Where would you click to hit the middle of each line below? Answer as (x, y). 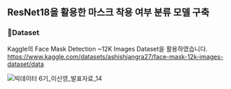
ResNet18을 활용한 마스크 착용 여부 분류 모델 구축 (108, 13)
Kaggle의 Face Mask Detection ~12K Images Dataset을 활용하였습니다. (108, 49)
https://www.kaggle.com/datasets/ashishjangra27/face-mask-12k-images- (115, 56)
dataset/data (26, 64)
